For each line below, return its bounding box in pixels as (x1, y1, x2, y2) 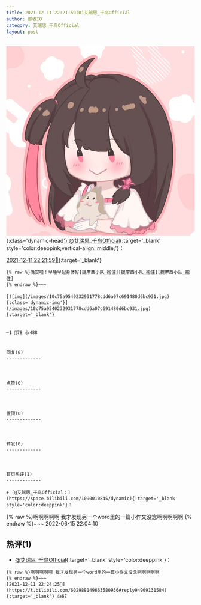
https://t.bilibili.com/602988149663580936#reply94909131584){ (6, 588, 167, 594)
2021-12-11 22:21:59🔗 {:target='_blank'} (6, 257, 102, 264)
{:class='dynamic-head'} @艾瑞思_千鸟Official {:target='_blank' (6, 237, 161, 245)
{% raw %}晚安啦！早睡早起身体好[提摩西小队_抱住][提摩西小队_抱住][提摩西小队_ (6, 269, 185, 276)
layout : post (6, 29, 39, 35)
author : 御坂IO (6, 16, 42, 22)
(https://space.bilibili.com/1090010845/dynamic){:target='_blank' (6, 496, 178, 502)
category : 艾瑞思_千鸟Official (6, 22, 80, 28)
